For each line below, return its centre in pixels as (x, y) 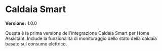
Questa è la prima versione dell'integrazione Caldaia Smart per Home (77, 33)
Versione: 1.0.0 (21, 23)
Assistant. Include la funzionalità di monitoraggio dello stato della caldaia (81, 38)
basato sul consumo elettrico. (36, 43)
